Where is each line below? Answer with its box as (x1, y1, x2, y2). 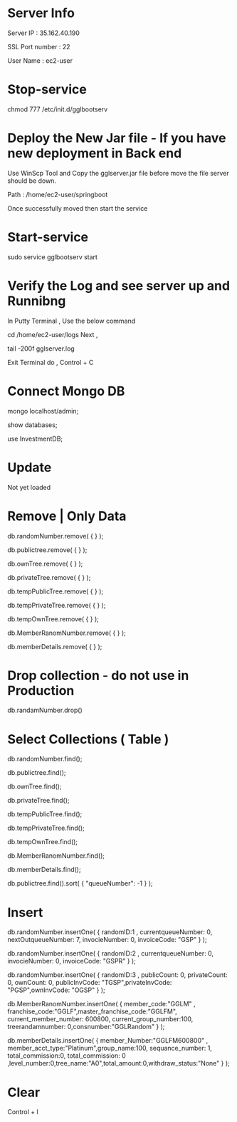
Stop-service (7, 81, 87, 98)
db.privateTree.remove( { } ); (7, 573, 91, 581)
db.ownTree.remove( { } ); (7, 559, 83, 568)
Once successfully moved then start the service (7, 204, 148, 212)
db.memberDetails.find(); (7, 866, 81, 874)
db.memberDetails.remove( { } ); (7, 642, 102, 651)
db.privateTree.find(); (7, 796, 70, 805)
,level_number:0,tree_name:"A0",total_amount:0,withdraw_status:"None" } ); (7, 1059, 230, 1068)
